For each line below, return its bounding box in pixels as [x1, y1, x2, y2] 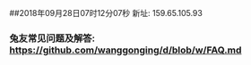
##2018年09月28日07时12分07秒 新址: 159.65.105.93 [9, 8, 203, 18]
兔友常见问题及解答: [9, 32, 96, 45]
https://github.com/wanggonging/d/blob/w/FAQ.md [9, 44, 242, 56]
